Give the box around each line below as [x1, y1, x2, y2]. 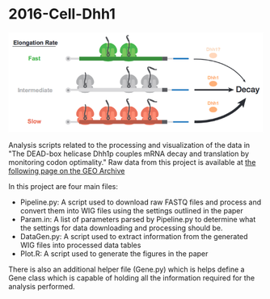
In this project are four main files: [8, 181, 119, 191]
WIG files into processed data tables [19, 240, 141, 250]
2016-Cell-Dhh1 [8, 5, 116, 23]
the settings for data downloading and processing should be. [19, 223, 224, 233]
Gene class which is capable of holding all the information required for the [8, 272, 255, 283]
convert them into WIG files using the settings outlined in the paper [19, 205, 244, 215]
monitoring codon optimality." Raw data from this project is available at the [8, 157, 256, 166]
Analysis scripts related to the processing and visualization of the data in [8, 140, 251, 149]
